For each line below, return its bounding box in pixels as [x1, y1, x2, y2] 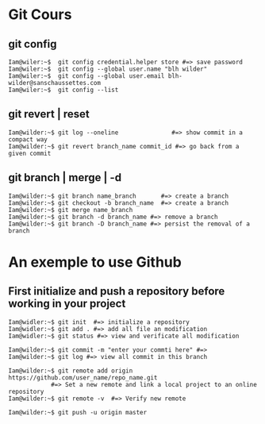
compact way [8, 135, 48, 144]
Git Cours [8, 6, 72, 24]
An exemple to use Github [8, 252, 182, 271]
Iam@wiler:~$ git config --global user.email [8, 72, 165, 80]
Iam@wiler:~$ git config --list [8, 86, 119, 94]
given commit [8, 149, 52, 157]
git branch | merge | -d [8, 171, 121, 184]
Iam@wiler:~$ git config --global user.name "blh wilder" [8, 65, 208, 73]
